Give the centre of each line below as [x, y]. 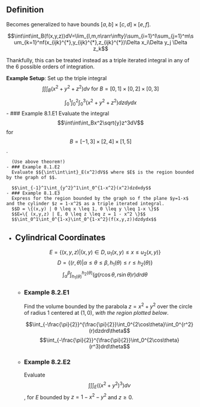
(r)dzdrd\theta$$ [110, 330]
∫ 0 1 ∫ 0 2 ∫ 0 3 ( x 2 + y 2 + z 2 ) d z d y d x [101, 103]
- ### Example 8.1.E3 [33, 193]
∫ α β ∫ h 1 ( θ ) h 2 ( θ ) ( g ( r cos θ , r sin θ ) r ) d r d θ [105, 275]
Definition [25, 10]
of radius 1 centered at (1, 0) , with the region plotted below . [96, 312]
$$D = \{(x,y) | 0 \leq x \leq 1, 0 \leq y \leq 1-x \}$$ [86, 209]
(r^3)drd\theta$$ [110, 346]
